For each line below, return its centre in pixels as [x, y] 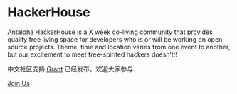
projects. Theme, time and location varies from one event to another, [130, 47]
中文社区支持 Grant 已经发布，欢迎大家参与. [71, 69]
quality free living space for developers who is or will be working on [107, 39]
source [18, 47]
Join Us [19, 83]
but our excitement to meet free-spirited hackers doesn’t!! [93, 54]
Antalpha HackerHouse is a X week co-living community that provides [110, 32]
